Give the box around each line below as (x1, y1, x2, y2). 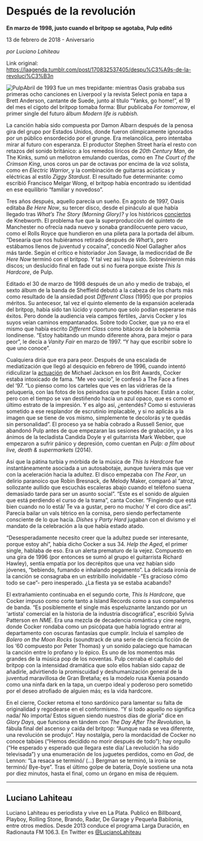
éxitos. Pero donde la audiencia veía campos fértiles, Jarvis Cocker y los (6, 312, 187, 319)
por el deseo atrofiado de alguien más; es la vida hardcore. (6, 687, 153, 694)
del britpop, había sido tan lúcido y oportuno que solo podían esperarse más (6, 306, 197, 313)
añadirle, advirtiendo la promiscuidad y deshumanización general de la (6, 668, 182, 675)
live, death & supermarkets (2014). (6, 446, 92, 453)
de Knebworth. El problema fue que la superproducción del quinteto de (6, 217, 183, 224)
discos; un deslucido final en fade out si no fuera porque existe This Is (6, 262, 181, 269)
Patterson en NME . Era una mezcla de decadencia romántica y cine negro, (6, 616, 192, 624)
